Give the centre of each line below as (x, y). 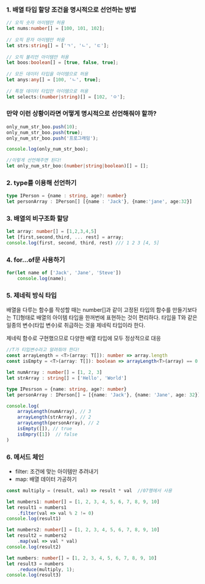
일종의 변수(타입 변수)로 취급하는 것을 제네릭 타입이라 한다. (76, 325)
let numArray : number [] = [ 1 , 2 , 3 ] (54, 373)
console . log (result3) (34, 575)
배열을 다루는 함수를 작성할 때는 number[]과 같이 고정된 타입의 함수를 (89, 310)
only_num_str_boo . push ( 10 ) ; (42, 127)
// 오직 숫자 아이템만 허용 (36, 23)
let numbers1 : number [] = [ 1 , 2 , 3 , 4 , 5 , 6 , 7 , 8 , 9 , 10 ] (83, 502)
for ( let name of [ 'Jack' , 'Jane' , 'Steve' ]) (64, 273)
